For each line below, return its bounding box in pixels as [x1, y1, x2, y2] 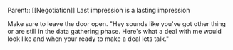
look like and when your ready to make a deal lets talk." [7, 35, 170, 43]
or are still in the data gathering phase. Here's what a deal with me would [7, 27, 222, 35]
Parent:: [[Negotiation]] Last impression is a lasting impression [7, 6, 190, 14]
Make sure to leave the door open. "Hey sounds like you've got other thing [7, 20, 226, 27]
